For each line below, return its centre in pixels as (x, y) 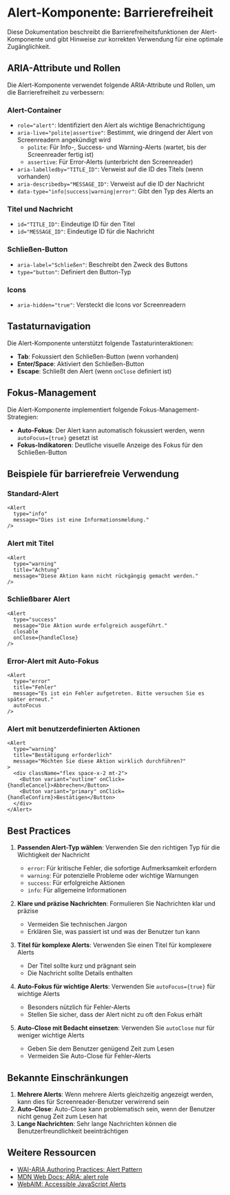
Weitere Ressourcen (52, 1153)
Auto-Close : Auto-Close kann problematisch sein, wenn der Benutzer (116, 1109)
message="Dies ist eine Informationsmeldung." (81, 520)
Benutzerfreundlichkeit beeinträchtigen (73, 1131)
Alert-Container (34, 110)
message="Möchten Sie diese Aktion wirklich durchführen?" (100, 761)
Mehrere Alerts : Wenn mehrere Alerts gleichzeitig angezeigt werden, (115, 1094)
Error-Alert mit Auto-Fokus (53, 661)
